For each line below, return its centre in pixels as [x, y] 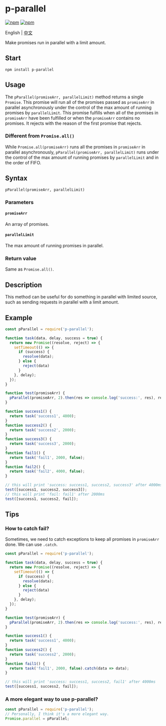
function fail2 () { [25, 467]
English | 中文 [19, 32]
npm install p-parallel [30, 70]
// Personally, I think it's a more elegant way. [57, 714]
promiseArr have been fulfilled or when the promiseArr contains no [73, 118]
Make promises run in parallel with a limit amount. [56, 42]
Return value [21, 258]
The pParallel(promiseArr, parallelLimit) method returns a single [74, 97]
